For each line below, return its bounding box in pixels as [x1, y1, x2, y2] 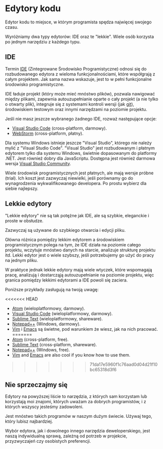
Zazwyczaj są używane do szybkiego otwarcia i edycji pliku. [5, 227, 126, 233]
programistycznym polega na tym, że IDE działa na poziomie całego [5, 242, 141, 247]
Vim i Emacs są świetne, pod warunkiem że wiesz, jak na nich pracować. [12, 326, 158, 332]
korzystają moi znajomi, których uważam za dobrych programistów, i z [5, 399, 146, 405]
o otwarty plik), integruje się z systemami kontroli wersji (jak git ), [5, 101, 135, 107]
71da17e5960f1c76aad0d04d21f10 [90, 361, 158, 367]
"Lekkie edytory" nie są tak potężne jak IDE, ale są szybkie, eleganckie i [5, 212, 149, 218]
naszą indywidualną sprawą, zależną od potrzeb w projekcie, [5, 433, 127, 439]
